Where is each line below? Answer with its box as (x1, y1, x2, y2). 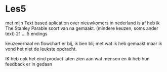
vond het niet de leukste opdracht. (5, 46, 77, 52)
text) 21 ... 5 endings (5, 30, 48, 37)
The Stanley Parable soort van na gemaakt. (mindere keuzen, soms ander (5, 25, 158, 31)
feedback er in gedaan (5, 61, 53, 67)
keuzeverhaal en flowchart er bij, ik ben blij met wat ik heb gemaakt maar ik (5, 40, 162, 46)
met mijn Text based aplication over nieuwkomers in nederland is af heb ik (5, 20, 160, 26)
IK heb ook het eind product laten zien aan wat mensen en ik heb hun (5, 55, 150, 61)
